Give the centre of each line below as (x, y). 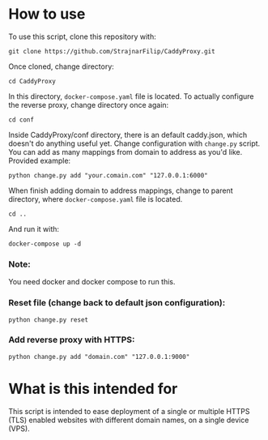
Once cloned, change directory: (62, 66)
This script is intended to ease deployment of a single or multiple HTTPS (129, 411)
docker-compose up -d (45, 244)
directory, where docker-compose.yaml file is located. (96, 199)
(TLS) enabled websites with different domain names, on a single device (129, 420)
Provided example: (40, 160)
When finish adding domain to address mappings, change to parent (121, 190)
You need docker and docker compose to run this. (92, 282)
